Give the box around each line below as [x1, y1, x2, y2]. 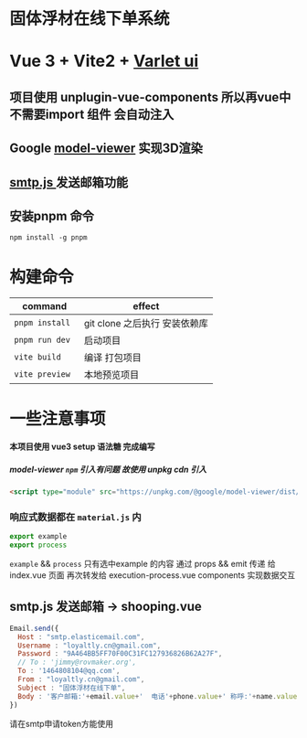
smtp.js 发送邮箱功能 [9, 175, 129, 190]
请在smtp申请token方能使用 [9, 718, 114, 729]
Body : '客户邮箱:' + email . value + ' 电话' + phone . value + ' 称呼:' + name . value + [17, 691, 302, 701]
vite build [14, 352, 61, 362]
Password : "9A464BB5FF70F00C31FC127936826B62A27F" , [17, 649, 223, 658]
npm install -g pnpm [9, 233, 89, 242]
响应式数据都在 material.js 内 [9, 510, 142, 523]
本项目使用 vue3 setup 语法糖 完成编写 [9, 441, 155, 453]
